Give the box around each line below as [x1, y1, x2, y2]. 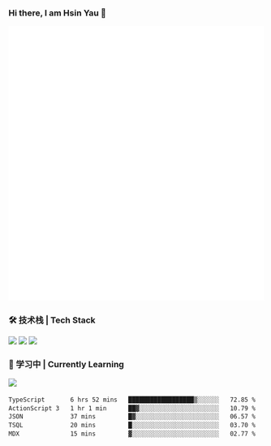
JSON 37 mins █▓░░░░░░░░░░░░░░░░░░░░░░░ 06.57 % [8, 413, 256, 421]
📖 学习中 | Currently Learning [8, 359, 124, 370]
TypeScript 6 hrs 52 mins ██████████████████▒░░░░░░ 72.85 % [8, 396, 256, 404]
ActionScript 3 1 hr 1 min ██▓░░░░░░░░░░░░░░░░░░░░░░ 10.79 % [8, 404, 256, 413]
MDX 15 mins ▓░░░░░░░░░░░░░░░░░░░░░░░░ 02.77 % [8, 430, 256, 438]
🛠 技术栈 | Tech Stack [8, 314, 96, 326]
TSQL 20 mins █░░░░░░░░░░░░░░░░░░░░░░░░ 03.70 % [8, 422, 256, 430]
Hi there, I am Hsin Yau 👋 [8, 7, 107, 19]
